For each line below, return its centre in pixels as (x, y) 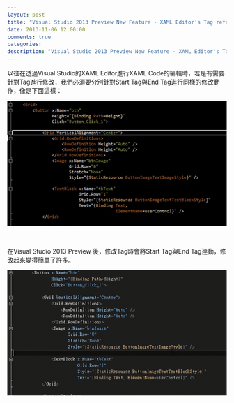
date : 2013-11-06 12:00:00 (46, 29)
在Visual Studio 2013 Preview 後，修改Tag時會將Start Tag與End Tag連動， (114, 251)
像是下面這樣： (41, 90)
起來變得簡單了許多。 (44, 260)
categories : (24, 44)
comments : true (29, 37)
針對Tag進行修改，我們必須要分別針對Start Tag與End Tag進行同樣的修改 (111, 82)
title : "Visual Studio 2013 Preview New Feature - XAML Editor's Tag (110, 22)
